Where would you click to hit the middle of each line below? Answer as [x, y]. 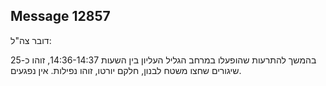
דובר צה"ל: [31, 40]
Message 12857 [60, 16]
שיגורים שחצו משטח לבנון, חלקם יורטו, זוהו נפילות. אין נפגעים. [126, 70]
